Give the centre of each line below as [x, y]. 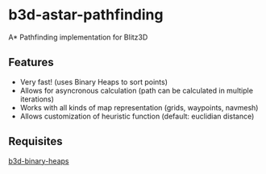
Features [31, 62]
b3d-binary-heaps [39, 161]
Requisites [35, 141]
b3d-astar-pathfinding [86, 15]
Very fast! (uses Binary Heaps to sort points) [94, 81]
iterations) [37, 99]
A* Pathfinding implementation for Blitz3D [78, 37]
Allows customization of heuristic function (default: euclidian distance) [137, 116]
